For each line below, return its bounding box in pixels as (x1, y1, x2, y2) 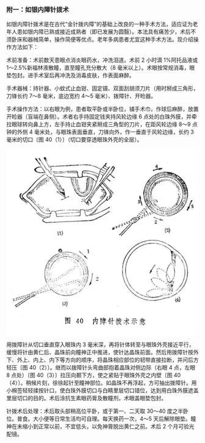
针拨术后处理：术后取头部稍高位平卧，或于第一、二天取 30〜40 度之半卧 (6, 407, 189, 414)
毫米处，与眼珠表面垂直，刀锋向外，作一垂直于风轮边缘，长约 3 (34, 128, 194, 136)
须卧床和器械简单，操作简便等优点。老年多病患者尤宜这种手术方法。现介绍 (6, 35, 193, 43)
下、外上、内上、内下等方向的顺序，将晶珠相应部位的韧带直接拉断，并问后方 (6, 356, 199, 363)
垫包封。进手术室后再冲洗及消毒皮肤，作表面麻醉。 (6, 72, 135, 79)
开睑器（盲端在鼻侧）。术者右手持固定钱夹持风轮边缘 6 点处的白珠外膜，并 (6, 113, 192, 121)
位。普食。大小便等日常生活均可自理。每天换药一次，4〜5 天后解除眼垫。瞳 (6, 415, 196, 422)
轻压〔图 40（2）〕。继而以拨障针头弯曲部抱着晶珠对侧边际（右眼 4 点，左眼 (6, 363, 196, 371)
